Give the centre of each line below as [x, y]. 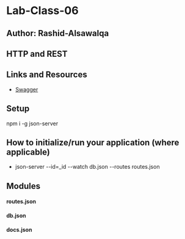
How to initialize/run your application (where [93, 142]
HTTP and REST [37, 53]
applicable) [28, 152]
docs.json [19, 229]
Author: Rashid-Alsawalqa [58, 33]
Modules [24, 186]
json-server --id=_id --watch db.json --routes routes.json [87, 167]
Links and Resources [47, 75]
